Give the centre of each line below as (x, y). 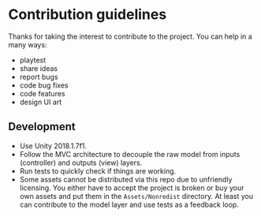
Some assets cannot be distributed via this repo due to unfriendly (126, 179)
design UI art (41, 102)
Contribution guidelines (88, 15)
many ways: (28, 44)
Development (42, 127)
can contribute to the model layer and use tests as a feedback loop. (129, 204)
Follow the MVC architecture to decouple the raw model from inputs (130, 154)
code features (42, 93)
